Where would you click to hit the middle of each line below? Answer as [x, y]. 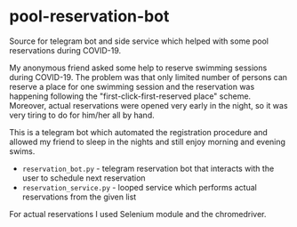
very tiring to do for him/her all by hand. [82, 115]
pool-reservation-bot [89, 16]
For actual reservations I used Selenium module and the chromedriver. [138, 214]
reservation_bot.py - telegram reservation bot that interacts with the [148, 168]
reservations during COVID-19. [65, 50]
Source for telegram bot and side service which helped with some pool [139, 41]
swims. [22, 151]
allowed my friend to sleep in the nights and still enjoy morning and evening [148, 142]
